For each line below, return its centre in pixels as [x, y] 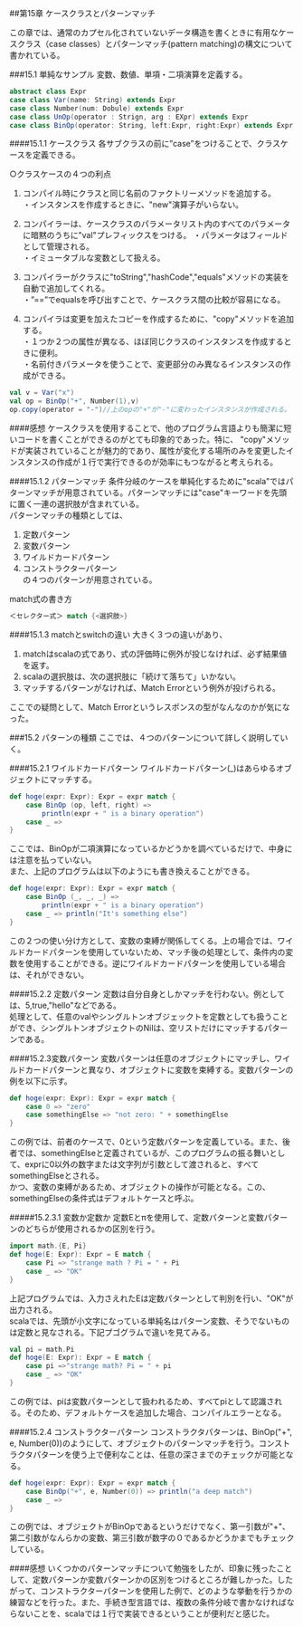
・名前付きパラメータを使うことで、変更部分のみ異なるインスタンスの [152, 364]
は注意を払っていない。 [53, 860]
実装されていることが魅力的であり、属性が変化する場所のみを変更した [156, 450]
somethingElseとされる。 [57, 1176]
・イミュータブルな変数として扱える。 [94, 258]
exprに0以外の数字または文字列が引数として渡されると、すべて [142, 1164]
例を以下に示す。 [41, 1081]
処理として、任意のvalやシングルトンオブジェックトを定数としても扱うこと [149, 1016]
